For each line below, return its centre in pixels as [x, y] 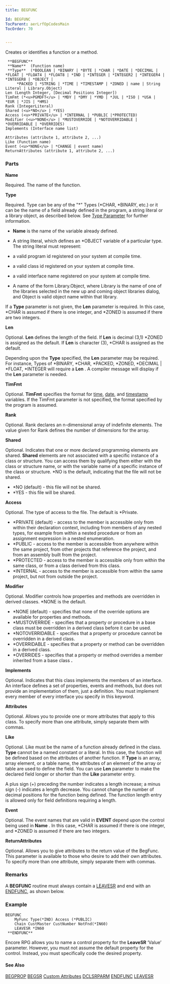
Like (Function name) [28, 142]
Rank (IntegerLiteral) [29, 106]
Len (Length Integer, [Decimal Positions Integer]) [61, 93]
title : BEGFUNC [21, 10]
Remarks [17, 875]
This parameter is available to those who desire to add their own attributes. [84, 856]
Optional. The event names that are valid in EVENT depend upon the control [85, 820]
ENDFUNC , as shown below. [35, 891]
